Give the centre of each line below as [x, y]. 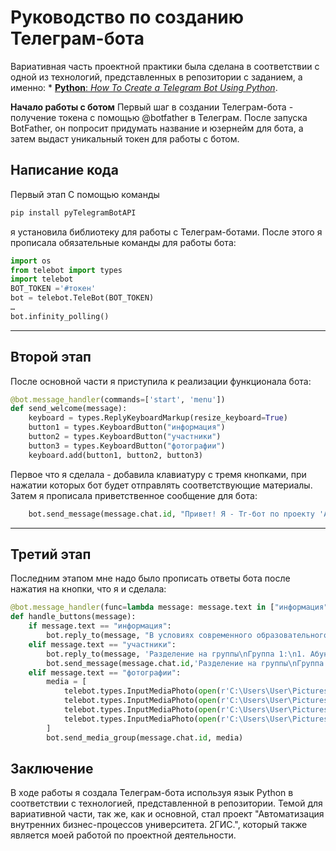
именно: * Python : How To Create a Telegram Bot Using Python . [144, 87]
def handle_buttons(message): [73, 617]
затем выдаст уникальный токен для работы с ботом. [125, 138]
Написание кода [64, 170]
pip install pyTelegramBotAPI [73, 212]
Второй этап [51, 357]
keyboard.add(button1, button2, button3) [115, 455]
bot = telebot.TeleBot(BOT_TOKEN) [82, 298]
